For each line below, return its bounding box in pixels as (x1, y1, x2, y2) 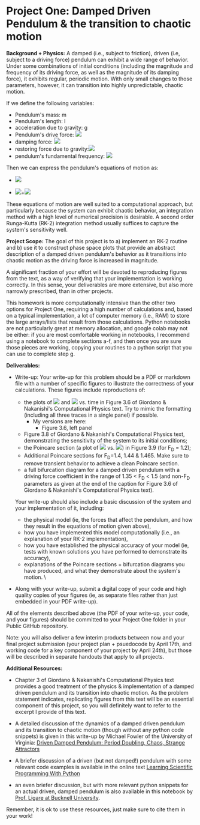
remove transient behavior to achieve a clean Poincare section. (23, 459, 180, 467)
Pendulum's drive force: (14, 131, 74, 138)
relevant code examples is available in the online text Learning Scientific (14, 764, 193, 771)
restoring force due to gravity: (14, 145, 89, 153)
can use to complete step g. (6, 350, 75, 357)
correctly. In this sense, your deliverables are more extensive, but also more (6, 281, 193, 288)
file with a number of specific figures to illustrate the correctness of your (14, 379, 195, 387)
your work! (6, 812, 33, 820)
